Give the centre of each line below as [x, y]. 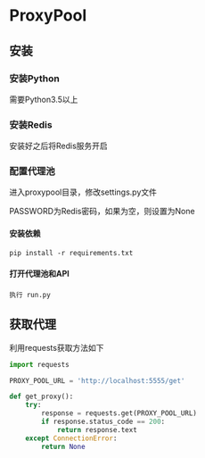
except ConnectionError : [71, 438]
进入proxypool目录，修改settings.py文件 [83, 192]
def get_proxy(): [41, 397]
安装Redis [31, 124]
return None [64, 446]
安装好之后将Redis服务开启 [59, 146]
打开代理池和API [39, 274]
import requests [39, 364]
